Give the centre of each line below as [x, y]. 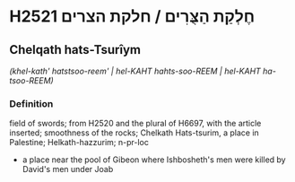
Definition [31, 103]
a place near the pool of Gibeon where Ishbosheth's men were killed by [154, 160]
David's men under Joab [68, 169]
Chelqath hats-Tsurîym [75, 50]
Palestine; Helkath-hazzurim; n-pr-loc [79, 143]
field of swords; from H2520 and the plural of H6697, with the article [135, 124]
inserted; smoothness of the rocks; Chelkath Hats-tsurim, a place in [134, 133]
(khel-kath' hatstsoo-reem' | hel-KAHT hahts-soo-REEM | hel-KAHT [135, 71]
